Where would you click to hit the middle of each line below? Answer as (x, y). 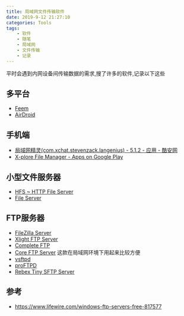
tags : (13, 28)
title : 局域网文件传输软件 (36, 12)
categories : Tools (29, 23)
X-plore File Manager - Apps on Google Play (69, 157)
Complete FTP (32, 245)
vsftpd (23, 259)
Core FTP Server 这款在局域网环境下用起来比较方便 (77, 252)
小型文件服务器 (34, 177)
